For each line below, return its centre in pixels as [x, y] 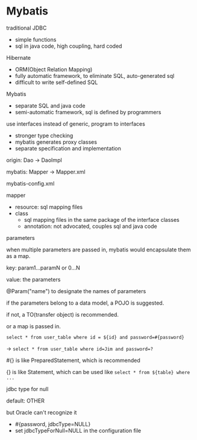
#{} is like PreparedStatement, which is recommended [73, 360]
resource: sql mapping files [49, 207]
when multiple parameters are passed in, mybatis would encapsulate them [98, 250]
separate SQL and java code [50, 105]
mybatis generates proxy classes [56, 142]
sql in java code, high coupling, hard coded [68, 46]
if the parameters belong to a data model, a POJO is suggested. [85, 303]
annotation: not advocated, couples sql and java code [91, 226]
